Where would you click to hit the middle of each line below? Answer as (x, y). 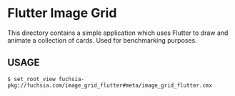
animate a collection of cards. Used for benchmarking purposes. (102, 40)
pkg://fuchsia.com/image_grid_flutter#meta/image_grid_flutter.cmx (110, 85)
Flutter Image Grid (62, 13)
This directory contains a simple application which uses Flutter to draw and (118, 33)
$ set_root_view (31, 79)
